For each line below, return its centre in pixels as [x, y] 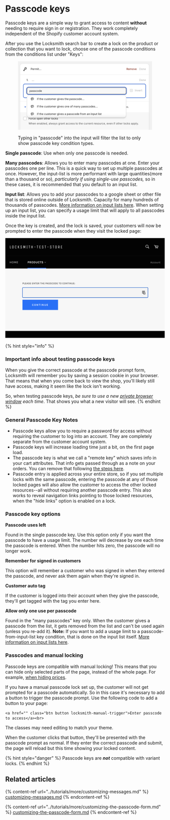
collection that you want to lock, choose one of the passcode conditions [80, 49]
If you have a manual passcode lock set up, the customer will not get [77, 687]
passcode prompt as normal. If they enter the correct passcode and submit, [84, 742]
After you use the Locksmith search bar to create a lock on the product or [82, 43]
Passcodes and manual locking [44, 655]
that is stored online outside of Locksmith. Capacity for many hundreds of [82, 200]
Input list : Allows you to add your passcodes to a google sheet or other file [83, 194]
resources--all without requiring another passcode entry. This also [82, 490]
